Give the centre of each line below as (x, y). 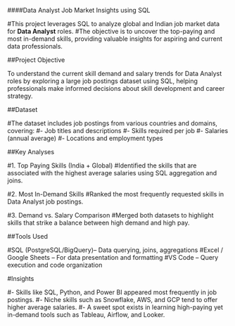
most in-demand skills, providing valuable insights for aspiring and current (115, 39)
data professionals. (35, 46)
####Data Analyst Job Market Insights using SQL (79, 10)
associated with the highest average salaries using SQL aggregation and (112, 173)
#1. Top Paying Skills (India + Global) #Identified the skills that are (102, 165)
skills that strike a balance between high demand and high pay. (99, 222)
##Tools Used (27, 236)
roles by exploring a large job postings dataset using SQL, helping (103, 81)
